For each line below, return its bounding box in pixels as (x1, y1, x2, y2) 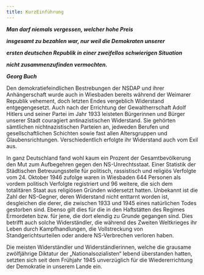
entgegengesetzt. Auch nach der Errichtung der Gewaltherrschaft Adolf (6, 104, 186, 111)
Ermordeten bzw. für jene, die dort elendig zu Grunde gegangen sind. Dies (6, 212, 193, 219)
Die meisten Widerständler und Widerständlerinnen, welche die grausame (6, 243, 192, 251)
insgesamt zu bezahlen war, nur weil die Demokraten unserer (6, 37, 166, 44)
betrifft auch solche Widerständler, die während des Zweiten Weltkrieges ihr (6, 219, 197, 226)
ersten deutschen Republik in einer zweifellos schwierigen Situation (6, 49, 183, 56)
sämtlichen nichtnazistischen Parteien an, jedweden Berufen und (6, 123, 169, 131)
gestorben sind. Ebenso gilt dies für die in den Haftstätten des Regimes (6, 206, 185, 213)
